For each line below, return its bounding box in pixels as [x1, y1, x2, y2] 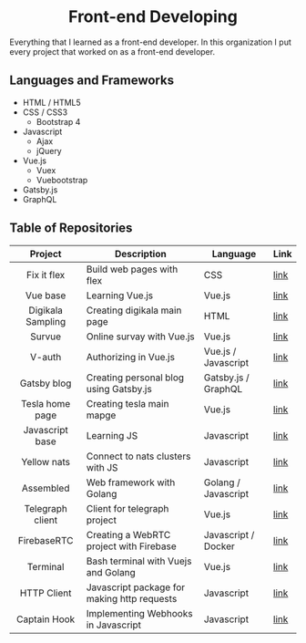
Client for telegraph [86, 502, 169, 514]
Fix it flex [25, 268, 66, 281]
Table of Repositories [9, 221, 133, 236]
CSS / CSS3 [22, 107, 68, 118]
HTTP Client [19, 586, 72, 599]
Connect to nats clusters [86, 450, 191, 462]
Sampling [25, 315, 66, 327]
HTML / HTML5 [22, 97, 82, 108]
